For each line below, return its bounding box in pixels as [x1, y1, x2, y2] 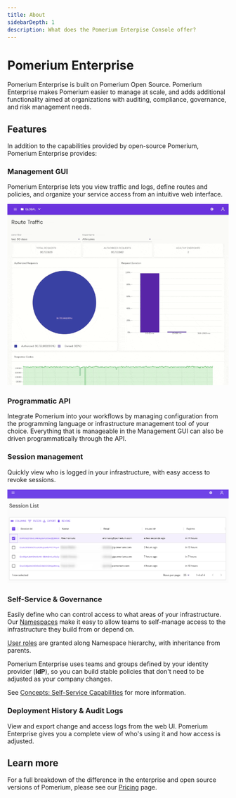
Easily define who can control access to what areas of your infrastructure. [7, 611, 221, 619]
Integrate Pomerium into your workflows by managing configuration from [7, 412, 218, 420]
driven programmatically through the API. [7, 434, 126, 443]
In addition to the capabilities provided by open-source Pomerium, [7, 142, 199, 150]
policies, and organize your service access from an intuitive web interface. [7, 190, 223, 199]
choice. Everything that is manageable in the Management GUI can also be [7, 427, 223, 435]
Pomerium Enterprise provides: [7, 149, 97, 158]
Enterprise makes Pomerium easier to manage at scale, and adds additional [7, 88, 226, 96]
